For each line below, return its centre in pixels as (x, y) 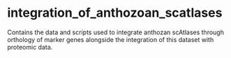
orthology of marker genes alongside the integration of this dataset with (111, 39)
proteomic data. (30, 47)
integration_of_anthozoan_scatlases (115, 13)
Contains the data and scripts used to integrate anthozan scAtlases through (116, 32)
